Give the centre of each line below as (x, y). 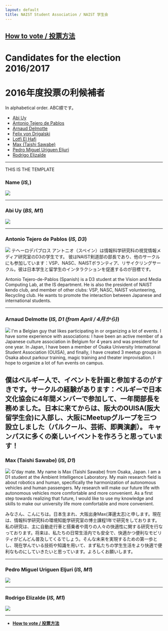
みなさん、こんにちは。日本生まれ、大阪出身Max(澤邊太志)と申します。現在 (83, 514)
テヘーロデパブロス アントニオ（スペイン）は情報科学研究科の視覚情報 (84, 250)
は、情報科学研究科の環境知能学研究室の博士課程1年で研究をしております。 (82, 520)
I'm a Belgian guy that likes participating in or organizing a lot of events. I (86, 331)
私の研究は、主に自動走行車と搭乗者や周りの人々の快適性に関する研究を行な (84, 526)
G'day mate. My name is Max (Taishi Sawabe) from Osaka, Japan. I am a (86, 472)
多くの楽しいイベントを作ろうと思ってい (93, 436)
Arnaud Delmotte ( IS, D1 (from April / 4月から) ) (62, 319)
